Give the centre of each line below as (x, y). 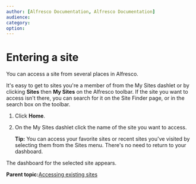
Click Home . (30, 116)
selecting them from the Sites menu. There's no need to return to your (100, 145)
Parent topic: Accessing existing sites (52, 175)
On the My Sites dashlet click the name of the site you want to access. (101, 128)
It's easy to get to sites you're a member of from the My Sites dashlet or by (98, 85)
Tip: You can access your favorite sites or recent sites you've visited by (102, 139)
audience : (18, 17)
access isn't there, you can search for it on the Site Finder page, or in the (96, 98)
